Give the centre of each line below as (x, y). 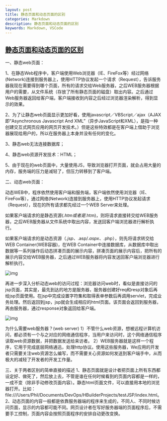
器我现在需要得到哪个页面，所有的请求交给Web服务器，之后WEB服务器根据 (82, 85)
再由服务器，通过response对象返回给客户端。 (52, 308)
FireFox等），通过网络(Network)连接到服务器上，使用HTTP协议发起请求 (78, 198)
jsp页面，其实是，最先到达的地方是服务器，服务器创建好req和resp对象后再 (82, 289)
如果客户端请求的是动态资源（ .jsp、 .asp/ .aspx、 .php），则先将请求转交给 (80, 238)
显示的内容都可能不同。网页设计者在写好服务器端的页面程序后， (87, 407)
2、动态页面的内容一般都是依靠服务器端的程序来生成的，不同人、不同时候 (81, 401)
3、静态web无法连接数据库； (35, 144)
